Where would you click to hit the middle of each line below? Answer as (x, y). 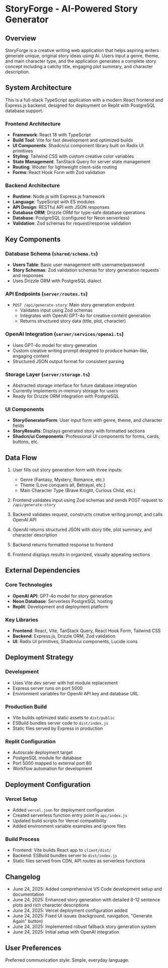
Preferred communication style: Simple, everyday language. (67, 960)
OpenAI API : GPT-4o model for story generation (62, 596)
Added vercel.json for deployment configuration (63, 810)
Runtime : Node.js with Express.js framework (59, 196)
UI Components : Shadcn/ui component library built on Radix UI (78, 146)
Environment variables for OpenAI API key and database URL (76, 693)
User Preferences (33, 948)
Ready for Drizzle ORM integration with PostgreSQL (66, 396)
